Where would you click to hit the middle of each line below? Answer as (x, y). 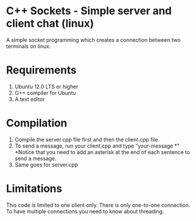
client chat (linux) (50, 23)
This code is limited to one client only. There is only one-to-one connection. (98, 205)
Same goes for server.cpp (46, 165)
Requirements (41, 70)
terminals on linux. (29, 46)
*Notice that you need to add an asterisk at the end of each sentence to (102, 152)
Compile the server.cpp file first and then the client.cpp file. (87, 139)
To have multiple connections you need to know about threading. (85, 211)
